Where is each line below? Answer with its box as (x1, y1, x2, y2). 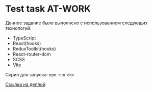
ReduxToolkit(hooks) (12, 45, 56, 52)
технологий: (5, 25, 32, 31)
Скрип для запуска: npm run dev (5, 71, 74, 77)
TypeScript (12, 35, 36, 41)
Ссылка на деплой (5, 81, 46, 87)
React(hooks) (12, 40, 41, 46)
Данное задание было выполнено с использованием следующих (5, 20, 148, 26)
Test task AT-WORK (5, 3, 91, 15)
